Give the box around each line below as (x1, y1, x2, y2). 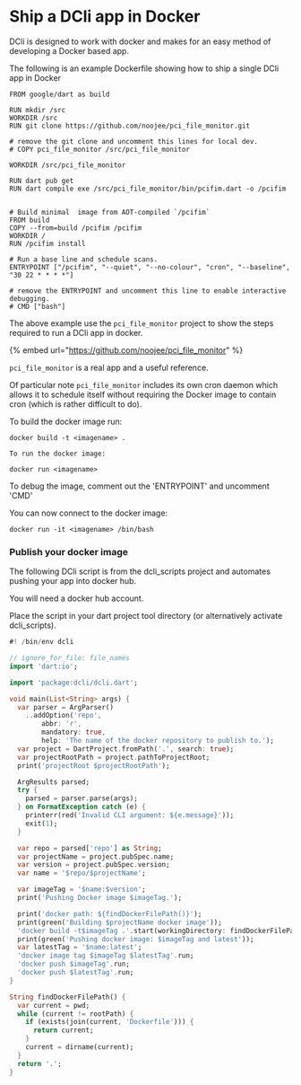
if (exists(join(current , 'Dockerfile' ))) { (25, 1018, 194, 1027)
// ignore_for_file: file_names (9, 654, 130, 663)
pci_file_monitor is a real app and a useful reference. (9, 362, 209, 373)
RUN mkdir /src (9, 105, 66, 114)
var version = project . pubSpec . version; (17, 860, 170, 869)
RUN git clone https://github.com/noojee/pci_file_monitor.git (9, 121, 251, 130)
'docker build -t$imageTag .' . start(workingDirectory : (17, 926, 227, 935)
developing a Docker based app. (9, 45, 130, 56)
